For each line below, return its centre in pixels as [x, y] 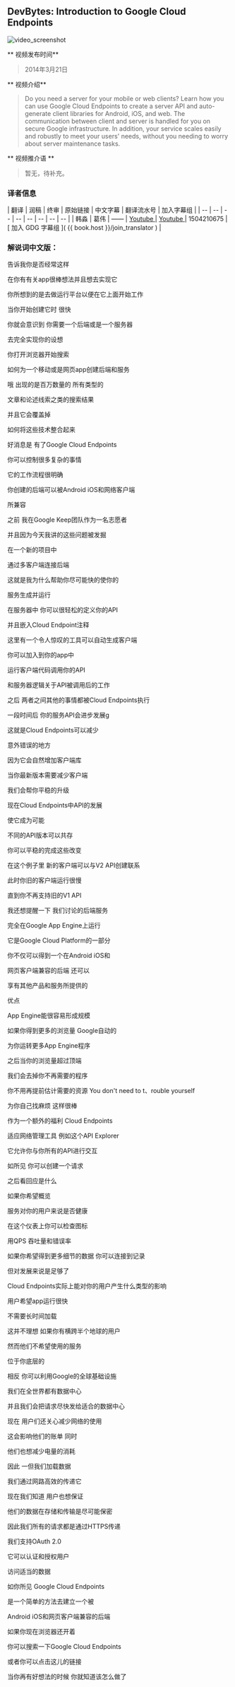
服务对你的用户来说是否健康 [48, 1211]
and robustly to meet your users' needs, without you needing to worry [126, 136]
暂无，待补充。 [46, 173]
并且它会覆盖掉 [29, 415]
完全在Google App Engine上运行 [54, 926]
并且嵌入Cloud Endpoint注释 [48, 625]
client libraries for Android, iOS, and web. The [119, 113]
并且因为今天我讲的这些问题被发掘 [57, 535]
